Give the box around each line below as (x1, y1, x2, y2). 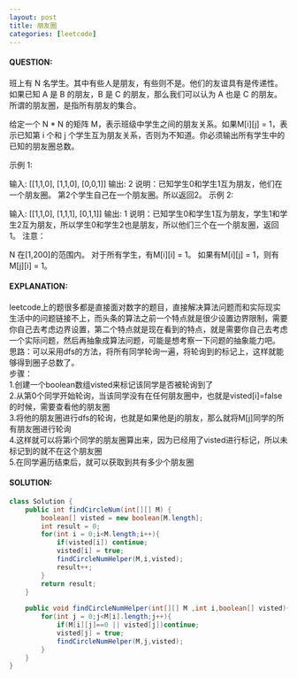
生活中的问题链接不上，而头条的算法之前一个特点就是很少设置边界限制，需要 (9, 312, 288, 323)
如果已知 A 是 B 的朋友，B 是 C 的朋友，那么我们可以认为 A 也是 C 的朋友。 (9, 89, 283, 99)
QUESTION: (9, 57, 53, 67)
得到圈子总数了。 (16, 357, 80, 367)
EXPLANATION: (9, 281, 68, 292)
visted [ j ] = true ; (56, 628, 125, 637)
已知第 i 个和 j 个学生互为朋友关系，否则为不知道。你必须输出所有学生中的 (16, 129, 286, 140)
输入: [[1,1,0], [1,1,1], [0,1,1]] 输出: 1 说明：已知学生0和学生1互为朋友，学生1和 (9, 208, 280, 219)
